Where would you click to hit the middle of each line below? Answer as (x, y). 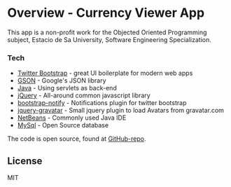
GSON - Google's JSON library (62, 81)
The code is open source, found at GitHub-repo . (77, 139)
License (25, 161)
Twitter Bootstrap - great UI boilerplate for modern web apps (105, 73)
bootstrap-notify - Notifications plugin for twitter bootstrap (102, 103)
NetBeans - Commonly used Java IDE (72, 118)
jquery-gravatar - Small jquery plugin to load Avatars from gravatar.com (120, 111)
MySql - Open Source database (63, 125)
